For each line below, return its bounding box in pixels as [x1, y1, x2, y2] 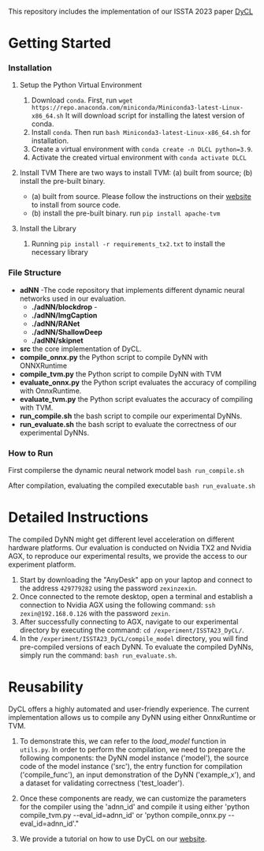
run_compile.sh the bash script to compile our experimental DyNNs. [19, 411, 243, 421]
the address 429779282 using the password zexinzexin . [19, 583, 198, 593]
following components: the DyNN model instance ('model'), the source [19, 753, 249, 763]
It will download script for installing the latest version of [65, 111, 245, 121]
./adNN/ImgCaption [31, 310, 98, 320]
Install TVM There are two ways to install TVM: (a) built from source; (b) [19, 168, 253, 178]
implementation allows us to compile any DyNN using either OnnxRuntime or [8, 712, 256, 722]
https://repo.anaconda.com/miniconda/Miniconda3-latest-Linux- [31, 104, 244, 112]
